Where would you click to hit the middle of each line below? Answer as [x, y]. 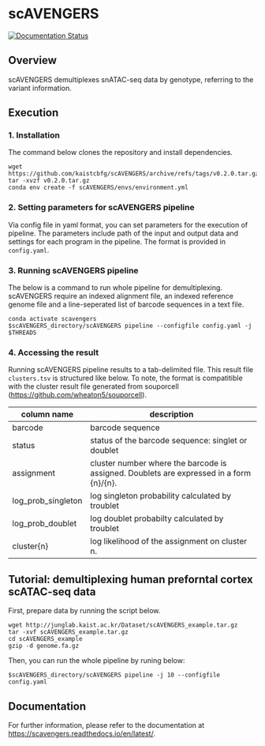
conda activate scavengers [52, 319]
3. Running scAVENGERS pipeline [74, 270]
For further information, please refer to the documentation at [106, 725]
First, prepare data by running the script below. [84, 611]
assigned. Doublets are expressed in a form [170, 473]
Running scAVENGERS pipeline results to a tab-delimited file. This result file [131, 370]
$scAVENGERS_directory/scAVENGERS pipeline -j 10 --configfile [114, 675]
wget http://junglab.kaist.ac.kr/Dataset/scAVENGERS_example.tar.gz [123, 625]
